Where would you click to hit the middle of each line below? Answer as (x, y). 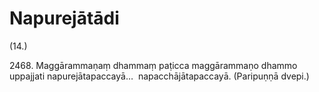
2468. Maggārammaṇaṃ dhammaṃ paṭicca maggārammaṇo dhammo (153, 65)
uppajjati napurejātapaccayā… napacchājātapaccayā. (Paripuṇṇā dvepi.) (159, 76)
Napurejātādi (64, 18)
